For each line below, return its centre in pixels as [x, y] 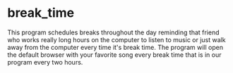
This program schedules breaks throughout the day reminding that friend [114, 32]
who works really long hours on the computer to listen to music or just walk [116, 39]
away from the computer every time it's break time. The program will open [115, 47]
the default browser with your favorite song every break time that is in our [114, 55]
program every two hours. [45, 62]
